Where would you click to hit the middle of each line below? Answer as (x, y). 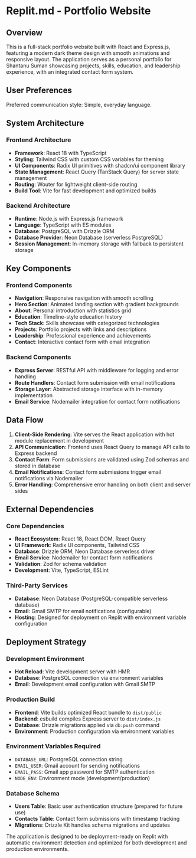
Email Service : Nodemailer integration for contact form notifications (97, 401)
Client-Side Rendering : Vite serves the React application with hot (94, 434)
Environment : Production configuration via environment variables (94, 731)
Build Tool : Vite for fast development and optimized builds (85, 191)
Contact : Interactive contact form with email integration (82, 342)
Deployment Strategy (46, 642)
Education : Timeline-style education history (68, 317)
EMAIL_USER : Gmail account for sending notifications (77, 765)
